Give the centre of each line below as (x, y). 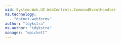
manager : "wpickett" (26, 33)
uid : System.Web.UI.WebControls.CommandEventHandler (60, 10)
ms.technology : (21, 14)
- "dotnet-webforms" (31, 19)
